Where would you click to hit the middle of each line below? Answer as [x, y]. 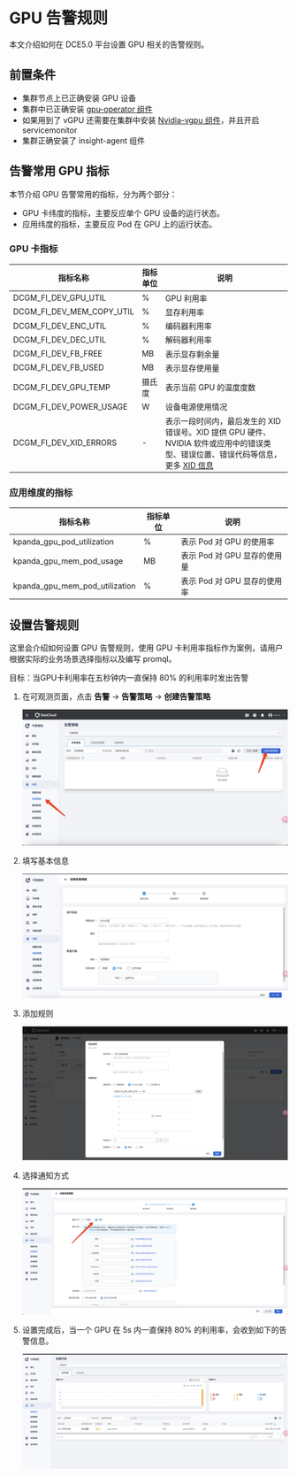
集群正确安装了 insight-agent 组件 [84, 140]
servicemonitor [49, 130]
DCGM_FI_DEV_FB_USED [58, 367]
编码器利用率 [188, 326]
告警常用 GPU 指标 [59, 171]
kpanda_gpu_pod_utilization [64, 542]
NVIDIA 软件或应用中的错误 [214, 442]
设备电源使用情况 [196, 407]
